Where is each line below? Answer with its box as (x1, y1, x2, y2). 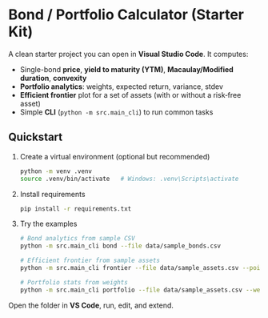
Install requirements (19, 189, 86, 199)
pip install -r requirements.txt (19, 204, 132, 213)
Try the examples (19, 219, 78, 229)
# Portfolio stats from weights (19, 278, 128, 286)
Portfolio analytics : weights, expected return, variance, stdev (19, 82, 224, 91)
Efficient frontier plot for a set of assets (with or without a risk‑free (19, 90, 242, 99)
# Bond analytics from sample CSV (19, 235, 135, 243)
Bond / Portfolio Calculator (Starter (8, 6, 245, 24)
